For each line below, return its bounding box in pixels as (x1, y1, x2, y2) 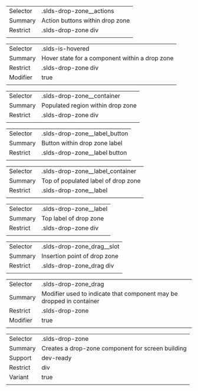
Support (9, 354, 32, 362)
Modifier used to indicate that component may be (41, 289, 178, 298)
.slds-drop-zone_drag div (41, 262, 114, 269)
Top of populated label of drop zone (41, 177, 141, 185)
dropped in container (41, 297, 100, 305)
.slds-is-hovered (41, 44, 90, 53)
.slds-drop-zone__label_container (41, 167, 137, 175)
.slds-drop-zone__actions (41, 7, 114, 15)
